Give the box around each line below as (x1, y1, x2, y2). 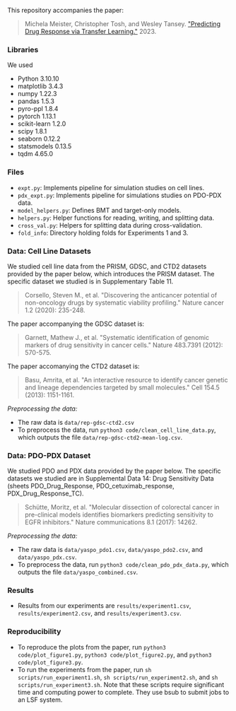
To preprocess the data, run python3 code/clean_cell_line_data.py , (17, 425, 217, 434)
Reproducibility (7, 627, 61, 637)
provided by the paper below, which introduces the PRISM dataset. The (7, 269, 215, 278)
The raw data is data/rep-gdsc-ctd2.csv (17, 418, 134, 426)
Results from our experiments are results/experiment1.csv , (17, 601, 191, 610)
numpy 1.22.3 (17, 90, 57, 98)
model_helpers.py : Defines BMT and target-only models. (17, 206, 182, 214)
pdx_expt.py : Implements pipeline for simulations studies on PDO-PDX (17, 191, 222, 199)
